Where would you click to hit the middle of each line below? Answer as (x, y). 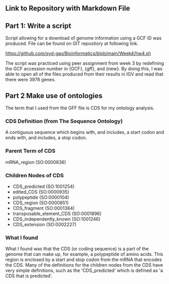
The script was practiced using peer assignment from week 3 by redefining (85, 63)
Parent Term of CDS (30, 151)
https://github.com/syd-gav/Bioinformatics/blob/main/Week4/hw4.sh (78, 54)
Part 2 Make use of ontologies (54, 96)
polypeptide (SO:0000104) (41, 197)
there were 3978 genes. (30, 80)
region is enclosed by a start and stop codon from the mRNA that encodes (84, 259)
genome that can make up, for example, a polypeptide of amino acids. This (84, 254)
